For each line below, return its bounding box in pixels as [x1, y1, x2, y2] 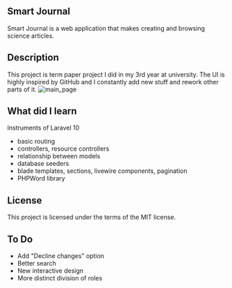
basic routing [17, 137, 56, 146]
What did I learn [7, 105, 78, 117]
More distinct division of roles [17, 274, 103, 282]
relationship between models [17, 152, 101, 160]
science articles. [7, 31, 54, 40]
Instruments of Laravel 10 [7, 123, 80, 132]
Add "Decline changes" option [17, 252, 105, 260]
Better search [17, 259, 57, 268]
